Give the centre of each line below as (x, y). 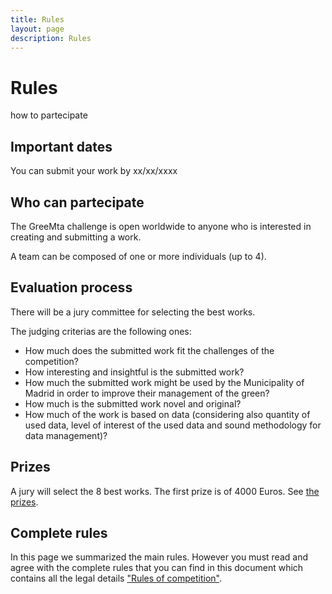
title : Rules (37, 19)
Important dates (61, 146)
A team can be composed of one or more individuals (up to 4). (138, 256)
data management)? (66, 435)
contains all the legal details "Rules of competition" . (116, 578)
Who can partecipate (77, 202)
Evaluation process (71, 287)
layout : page (37, 29)
